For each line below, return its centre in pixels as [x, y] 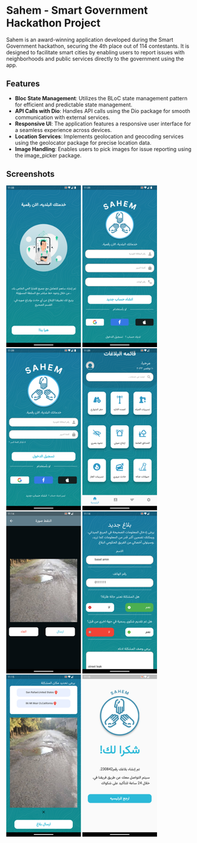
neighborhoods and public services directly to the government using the [95, 59]
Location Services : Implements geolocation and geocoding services [99, 136]
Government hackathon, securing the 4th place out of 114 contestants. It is [98, 46]
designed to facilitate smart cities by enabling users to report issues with [96, 52]
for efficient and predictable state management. [73, 105]
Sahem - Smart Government [77, 10]
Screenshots [30, 174]
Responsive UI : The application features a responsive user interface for [103, 124]
